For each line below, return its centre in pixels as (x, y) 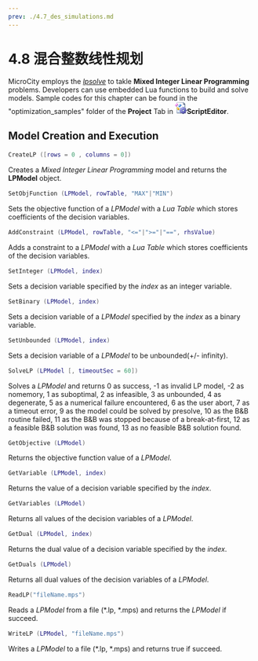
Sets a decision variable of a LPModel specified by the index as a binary (124, 316)
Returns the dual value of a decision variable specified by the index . (118, 549)
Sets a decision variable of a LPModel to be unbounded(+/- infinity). (118, 355)
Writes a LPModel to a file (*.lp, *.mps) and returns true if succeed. (115, 648)
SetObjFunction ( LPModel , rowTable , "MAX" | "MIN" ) (91, 194)
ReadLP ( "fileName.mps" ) (47, 595)
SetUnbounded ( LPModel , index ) (59, 340)
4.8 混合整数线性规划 (76, 59)
